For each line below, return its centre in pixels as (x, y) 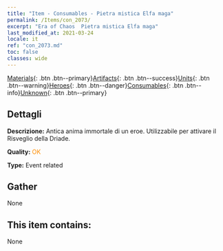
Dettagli (24, 114)
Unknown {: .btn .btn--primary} (64, 92)
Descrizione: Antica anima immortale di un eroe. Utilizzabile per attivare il (112, 131)
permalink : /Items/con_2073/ (49, 20)
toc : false (23, 52)
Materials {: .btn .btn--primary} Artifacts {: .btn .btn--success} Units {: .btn (108, 78)
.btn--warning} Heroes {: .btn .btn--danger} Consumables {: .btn (95, 85)
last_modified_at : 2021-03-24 (51, 33)
